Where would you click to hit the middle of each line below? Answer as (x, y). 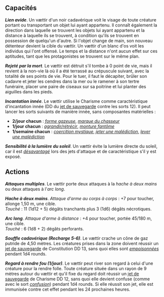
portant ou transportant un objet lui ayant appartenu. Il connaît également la (81, 25)
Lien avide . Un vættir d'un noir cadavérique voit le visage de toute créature (81, 20)
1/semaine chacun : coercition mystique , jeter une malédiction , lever (81, 131)
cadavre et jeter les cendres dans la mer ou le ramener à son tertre (72, 81)
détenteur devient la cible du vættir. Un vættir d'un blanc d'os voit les (74, 46)
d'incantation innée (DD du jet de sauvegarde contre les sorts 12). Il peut (78, 106)
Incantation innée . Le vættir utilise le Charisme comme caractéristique (76, 101)
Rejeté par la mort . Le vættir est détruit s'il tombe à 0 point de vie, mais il (79, 66)
